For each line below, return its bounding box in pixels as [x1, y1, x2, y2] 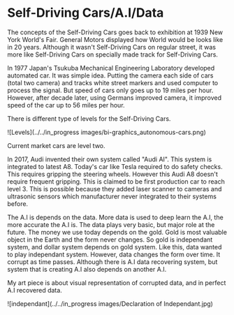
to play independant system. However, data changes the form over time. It [7, 250, 221, 258]
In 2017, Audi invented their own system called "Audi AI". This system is [7, 155, 212, 163]
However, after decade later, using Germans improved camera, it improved [7, 93, 222, 102]
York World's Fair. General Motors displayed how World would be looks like [7, 35, 224, 43]
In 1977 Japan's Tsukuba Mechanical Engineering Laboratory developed [7, 64, 215, 72]
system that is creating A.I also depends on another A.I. [7, 265, 167, 273]
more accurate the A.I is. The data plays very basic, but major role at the [7, 220, 215, 228]
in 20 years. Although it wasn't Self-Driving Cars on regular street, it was [7, 43, 217, 51]
